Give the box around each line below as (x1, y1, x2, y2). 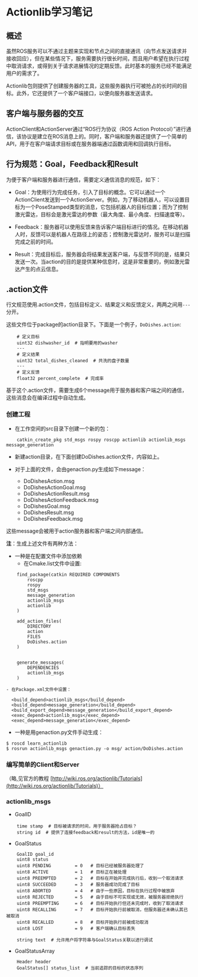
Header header (16, 959, 51, 965)
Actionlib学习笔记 (6, 5, 93, 19)
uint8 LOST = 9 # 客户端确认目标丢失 (16, 926, 136, 931)
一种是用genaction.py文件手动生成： (14, 728, 104, 736)
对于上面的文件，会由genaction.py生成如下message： (14, 465, 146, 473)
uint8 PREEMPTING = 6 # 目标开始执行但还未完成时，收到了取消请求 (16, 901, 184, 907)
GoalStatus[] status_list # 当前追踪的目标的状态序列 (16, 965, 143, 971)
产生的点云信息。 (19, 265, 62, 272)
